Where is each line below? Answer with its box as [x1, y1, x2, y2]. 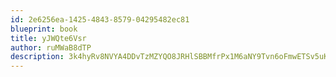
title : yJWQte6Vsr [10, 33, 87, 43]
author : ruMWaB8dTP [10, 42, 92, 53]
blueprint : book [10, 24, 78, 34]
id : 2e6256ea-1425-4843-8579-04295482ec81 [10, 14, 190, 25]
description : [10, 52, 65, 62]
